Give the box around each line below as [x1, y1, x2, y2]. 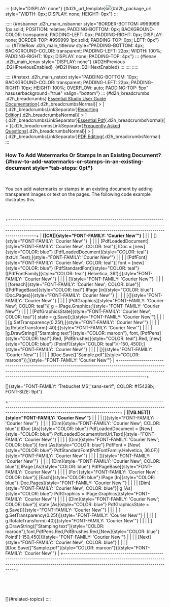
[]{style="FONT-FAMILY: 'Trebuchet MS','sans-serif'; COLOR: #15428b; [5, 383, 155, 389]
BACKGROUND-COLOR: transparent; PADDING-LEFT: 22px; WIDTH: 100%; [5, 48, 162, 54]
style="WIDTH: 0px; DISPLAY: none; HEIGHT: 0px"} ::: [5, 11, 118, 17]
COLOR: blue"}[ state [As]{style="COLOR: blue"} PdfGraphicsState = [5, 502, 149, 508]
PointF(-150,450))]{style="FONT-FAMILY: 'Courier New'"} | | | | [5, 534, 137, 540]
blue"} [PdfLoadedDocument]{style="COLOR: [40, 249, 136, 255]
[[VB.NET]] [126, 409, 151, 415]
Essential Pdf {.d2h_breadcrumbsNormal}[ [78, 117, 165, 123]
